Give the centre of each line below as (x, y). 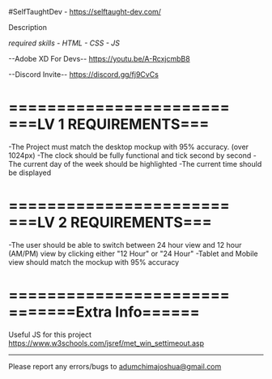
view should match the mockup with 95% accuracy (94, 262)
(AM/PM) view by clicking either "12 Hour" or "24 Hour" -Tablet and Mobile (134, 253)
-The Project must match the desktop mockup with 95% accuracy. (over (129, 147)
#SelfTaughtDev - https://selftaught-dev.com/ (85, 12)
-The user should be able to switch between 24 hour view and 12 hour (125, 245)
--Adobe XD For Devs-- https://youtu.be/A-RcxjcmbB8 (99, 59)
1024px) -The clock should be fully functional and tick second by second (130, 155)
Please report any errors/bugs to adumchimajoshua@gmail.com (115, 366)
